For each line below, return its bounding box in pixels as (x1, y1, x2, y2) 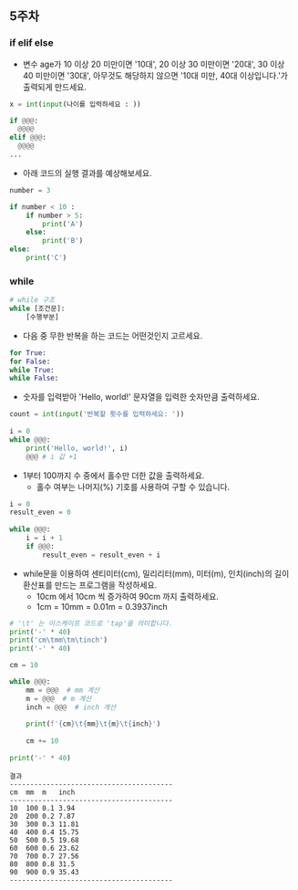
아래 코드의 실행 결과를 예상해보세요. (22, 167, 152, 178)
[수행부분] (26, 312, 59, 321)
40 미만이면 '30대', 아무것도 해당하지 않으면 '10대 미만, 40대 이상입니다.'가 (22, 69, 289, 80)
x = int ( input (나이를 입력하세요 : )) (9, 99, 141, 109)
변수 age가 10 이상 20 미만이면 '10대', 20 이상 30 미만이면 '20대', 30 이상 (22, 58, 285, 69)
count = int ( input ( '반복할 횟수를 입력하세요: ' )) (9, 410, 185, 419)
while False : (9, 373, 59, 383)
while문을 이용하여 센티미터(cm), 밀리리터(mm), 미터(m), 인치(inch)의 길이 (22, 568, 290, 579)
